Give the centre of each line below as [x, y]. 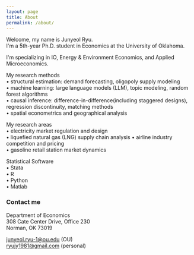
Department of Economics [38, 215]
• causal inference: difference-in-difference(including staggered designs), [97, 100]
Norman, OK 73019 [29, 228]
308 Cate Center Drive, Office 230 [48, 221]
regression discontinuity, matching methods [60, 107]
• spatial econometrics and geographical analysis [67, 113]
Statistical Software [30, 162]
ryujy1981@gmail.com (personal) [46, 245]
